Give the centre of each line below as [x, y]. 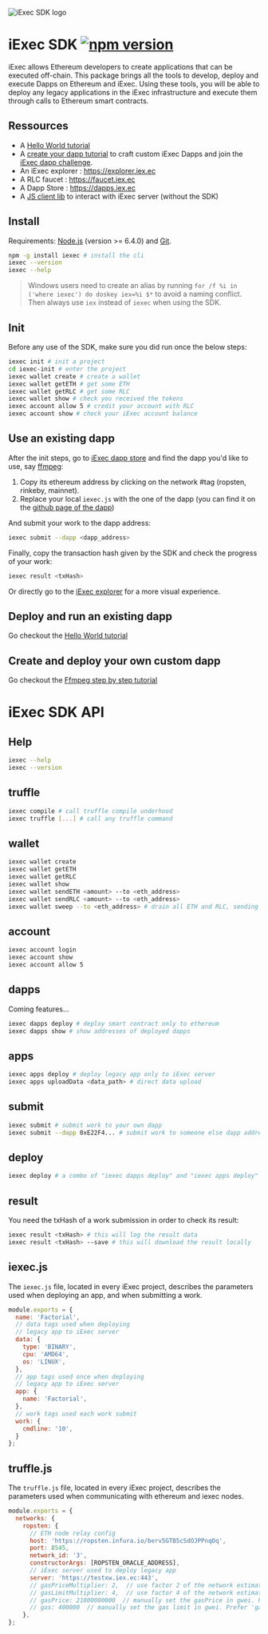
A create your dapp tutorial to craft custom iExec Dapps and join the [131, 154]
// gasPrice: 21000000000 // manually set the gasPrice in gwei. [142, 1600]
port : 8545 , [49, 1548]
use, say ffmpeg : [36, 466]
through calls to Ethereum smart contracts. [79, 101]
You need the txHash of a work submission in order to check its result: [124, 1220]
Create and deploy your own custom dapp [114, 661]
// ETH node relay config [72, 1533]
